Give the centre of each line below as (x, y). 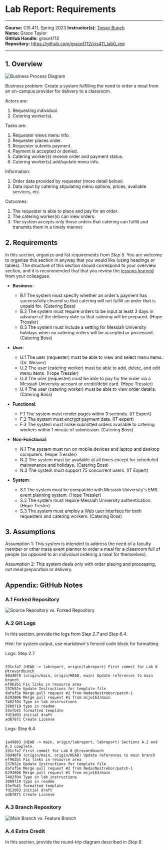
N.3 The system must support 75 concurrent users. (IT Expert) (84, 470)
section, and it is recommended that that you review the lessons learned (79, 270)
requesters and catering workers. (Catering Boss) (71, 516)
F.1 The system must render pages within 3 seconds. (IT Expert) (85, 414)
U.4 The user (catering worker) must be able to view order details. (88, 389)
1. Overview (24, 64)
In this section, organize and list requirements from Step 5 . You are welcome (84, 255)
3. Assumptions (30, 531)
